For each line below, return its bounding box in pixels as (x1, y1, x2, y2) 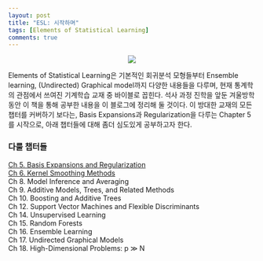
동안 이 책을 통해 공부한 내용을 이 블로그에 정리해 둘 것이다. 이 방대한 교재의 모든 (8, 100, 253, 110)
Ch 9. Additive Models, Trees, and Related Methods (8, 185, 175, 194)
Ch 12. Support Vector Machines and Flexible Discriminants (8, 201, 200, 211)
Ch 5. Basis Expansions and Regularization (8, 160, 146, 169)
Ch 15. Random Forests (8, 218, 82, 228)
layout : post (8, 11, 51, 20)
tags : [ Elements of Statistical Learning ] (8, 26, 149, 34)
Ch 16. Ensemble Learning (8, 226, 93, 236)
